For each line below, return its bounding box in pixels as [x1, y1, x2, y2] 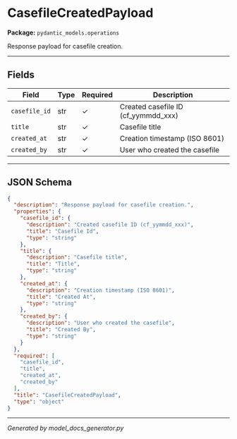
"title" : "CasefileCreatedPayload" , [13, 391, 121, 399]
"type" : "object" [13, 398, 65, 405]
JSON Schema [7, 176, 73, 188]
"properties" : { [13, 208, 61, 216]
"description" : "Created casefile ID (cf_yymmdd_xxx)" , [25, 221, 194, 228]
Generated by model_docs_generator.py [7, 424, 124, 433]
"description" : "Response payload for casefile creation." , [13, 202, 194, 209]
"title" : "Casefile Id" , [25, 228, 99, 235]
